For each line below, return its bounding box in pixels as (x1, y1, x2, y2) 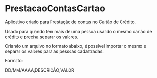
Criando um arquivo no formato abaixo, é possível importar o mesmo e (5, 43, 147, 49)
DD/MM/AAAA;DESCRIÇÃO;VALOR (5, 67, 74, 73)
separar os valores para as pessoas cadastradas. (5, 48, 104, 54)
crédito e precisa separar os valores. (5, 34, 79, 39)
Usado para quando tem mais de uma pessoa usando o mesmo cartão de (5, 28, 152, 34)
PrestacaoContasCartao (5, 3, 105, 14)
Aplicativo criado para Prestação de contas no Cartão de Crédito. (5, 19, 136, 25)
